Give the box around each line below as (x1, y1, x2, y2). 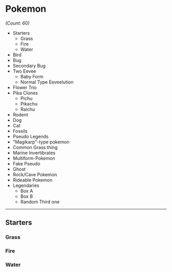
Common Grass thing (12, 144, 58, 150)
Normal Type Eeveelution (20, 79, 74, 85)
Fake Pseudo (12, 160, 40, 166)
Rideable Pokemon (12, 177, 53, 183)
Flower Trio (12, 84, 37, 90)
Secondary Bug (12, 62, 46, 69)
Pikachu (20, 100, 38, 107)
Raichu (20, 106, 35, 112)
